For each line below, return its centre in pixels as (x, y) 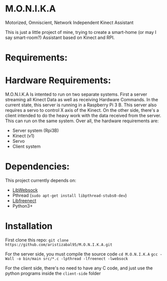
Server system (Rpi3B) (35, 131)
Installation (29, 226)
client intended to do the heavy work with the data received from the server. (83, 116)
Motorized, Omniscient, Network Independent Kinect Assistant (69, 22)
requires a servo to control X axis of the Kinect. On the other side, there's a (82, 110)
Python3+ (23, 206)
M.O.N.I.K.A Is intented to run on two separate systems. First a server (76, 94)
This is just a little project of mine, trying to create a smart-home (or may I (81, 32)
